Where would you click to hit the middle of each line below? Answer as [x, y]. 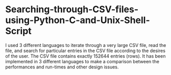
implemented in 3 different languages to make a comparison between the [82, 61]
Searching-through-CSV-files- [72, 9]
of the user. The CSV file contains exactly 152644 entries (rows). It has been [86, 56]
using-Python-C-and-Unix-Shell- [78, 20]
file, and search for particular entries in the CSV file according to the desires [86, 51]
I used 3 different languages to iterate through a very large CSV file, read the [86, 45]
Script [18, 31]
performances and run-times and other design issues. [62, 67]
